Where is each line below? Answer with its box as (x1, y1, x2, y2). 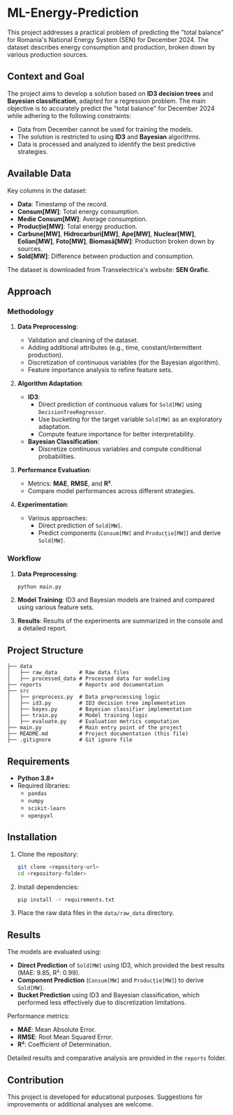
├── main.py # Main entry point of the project (7, 724, 183, 732)
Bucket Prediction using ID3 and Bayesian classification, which (17, 991, 200, 1000)
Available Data (7, 168, 72, 180)
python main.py (17, 583, 62, 590)
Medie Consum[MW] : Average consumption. (17, 215, 148, 223)
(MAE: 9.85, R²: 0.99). (17, 969, 80, 977)
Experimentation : (17, 500, 69, 509)
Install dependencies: (17, 883, 80, 891)
